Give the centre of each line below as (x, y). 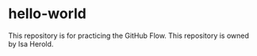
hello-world (48, 14)
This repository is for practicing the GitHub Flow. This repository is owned (129, 35)
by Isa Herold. (31, 43)
